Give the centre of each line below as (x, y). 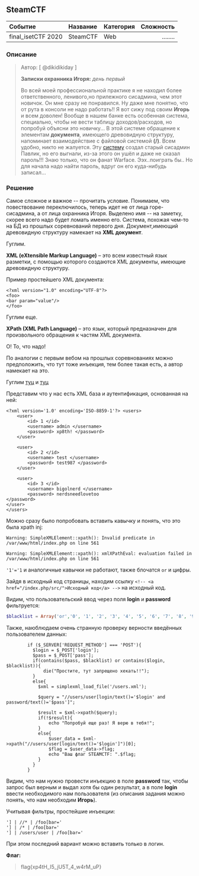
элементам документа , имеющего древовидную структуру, (97, 135)
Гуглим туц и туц (28, 382)
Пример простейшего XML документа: (55, 280)
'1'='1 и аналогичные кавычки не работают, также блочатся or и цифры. (99, 570)
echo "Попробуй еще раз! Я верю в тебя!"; (102, 723)
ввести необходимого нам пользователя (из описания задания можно (96, 794)
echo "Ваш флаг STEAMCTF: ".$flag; (92, 755)
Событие (23, 26)
